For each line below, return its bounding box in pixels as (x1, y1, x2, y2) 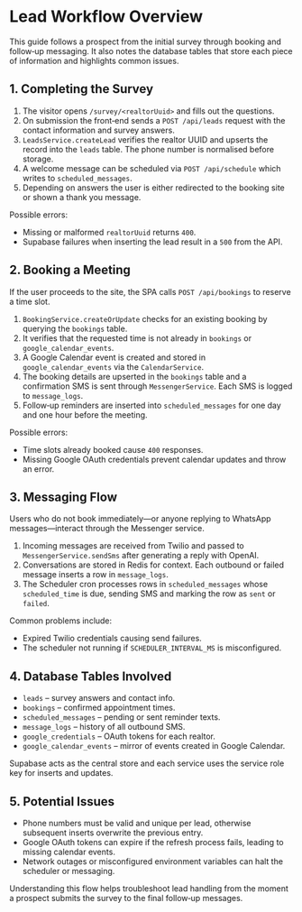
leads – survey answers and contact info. (22, 693, 176, 704)
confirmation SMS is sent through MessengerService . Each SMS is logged (22, 381, 293, 392)
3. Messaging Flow (9, 489, 117, 504)
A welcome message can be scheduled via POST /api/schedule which (22, 162, 281, 173)
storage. (22, 153, 54, 164)
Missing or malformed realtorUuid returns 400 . (22, 226, 197, 237)
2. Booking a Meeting (9, 263, 131, 278)
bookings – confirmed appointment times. (22, 702, 176, 714)
